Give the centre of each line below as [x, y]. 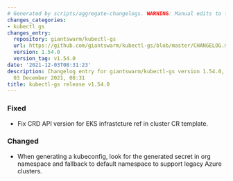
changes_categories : [37, 20]
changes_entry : [29, 33]
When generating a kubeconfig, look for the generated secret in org [114, 156]
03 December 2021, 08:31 [49, 78]
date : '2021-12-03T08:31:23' [49, 65]
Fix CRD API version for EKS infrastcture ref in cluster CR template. [113, 123]
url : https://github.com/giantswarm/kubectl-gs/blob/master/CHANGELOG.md [122, 46]
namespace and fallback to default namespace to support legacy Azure [119, 164]
